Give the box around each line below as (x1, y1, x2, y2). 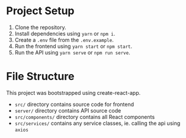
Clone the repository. (14, 24, 66, 31)
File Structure (6, 70, 75, 84)
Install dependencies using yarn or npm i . (14, 30, 116, 37)
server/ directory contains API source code (14, 107, 121, 114)
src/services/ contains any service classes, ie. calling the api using (14, 120, 181, 127)
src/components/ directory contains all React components (14, 113, 155, 120)
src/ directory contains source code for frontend (14, 101, 134, 108)
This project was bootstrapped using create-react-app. (6, 89, 141, 96)
